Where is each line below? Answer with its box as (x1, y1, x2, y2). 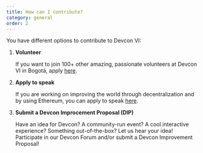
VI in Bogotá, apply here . (15, 67, 77, 74)
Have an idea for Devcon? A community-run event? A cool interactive (15, 121, 189, 128)
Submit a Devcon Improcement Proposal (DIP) (15, 109, 134, 116)
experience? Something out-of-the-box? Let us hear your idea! (15, 127, 173, 135)
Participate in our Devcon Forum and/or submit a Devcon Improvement (15, 133, 193, 141)
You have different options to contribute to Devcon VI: (6, 37, 141, 44)
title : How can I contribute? (6, 9, 84, 15)
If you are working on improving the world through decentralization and (15, 91, 194, 98)
